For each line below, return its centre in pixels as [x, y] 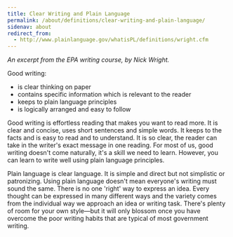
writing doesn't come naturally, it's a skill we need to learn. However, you [113, 153]
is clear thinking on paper [54, 87]
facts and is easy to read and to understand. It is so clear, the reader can [112, 138]
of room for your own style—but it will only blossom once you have [104, 211]
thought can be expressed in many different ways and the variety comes [112, 196]
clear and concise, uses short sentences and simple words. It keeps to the [115, 130]
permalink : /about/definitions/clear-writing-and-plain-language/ [106, 20]
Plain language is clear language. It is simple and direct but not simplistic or [116, 174]
